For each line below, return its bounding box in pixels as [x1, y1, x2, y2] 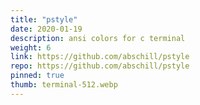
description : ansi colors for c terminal [10, 33, 186, 43]
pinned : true [10, 71, 65, 81]
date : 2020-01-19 [10, 24, 83, 34]
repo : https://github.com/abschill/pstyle [10, 61, 190, 71]
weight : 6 [10, 42, 52, 53]
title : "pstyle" [10, 14, 78, 25]
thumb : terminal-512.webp [10, 80, 118, 90]
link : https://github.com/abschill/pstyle [10, 52, 190, 62]
